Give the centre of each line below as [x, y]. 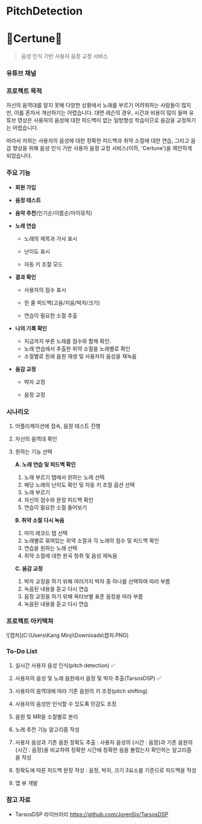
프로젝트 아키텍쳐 [30, 621]
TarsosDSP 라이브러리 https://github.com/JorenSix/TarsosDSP [92, 814]
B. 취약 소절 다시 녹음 [39, 520]
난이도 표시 [37, 251]
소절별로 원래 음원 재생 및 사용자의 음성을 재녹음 [80, 356]
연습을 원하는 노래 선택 [51, 548]
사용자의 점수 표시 [45, 290]
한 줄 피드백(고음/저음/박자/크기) [62, 302]
